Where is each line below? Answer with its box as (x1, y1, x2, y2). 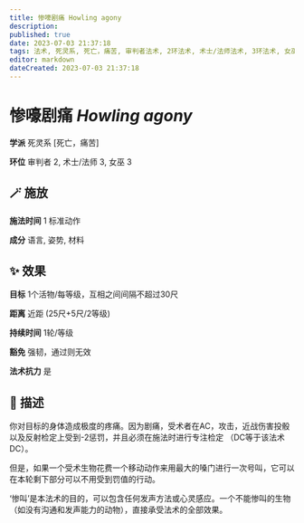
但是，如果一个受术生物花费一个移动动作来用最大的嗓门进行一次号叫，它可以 (9, 462, 295, 473)
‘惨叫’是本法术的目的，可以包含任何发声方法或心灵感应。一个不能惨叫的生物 (9, 493, 291, 504)
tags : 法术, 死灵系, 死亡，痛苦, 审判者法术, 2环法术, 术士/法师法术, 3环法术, (9, 47, 280, 56)
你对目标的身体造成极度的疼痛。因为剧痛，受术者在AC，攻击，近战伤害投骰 (9, 421, 290, 432)
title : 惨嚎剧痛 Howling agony (9, 13, 122, 23)
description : (9, 22, 59, 31)
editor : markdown (9, 55, 75, 64)
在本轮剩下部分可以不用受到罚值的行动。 (9, 474, 160, 485)
